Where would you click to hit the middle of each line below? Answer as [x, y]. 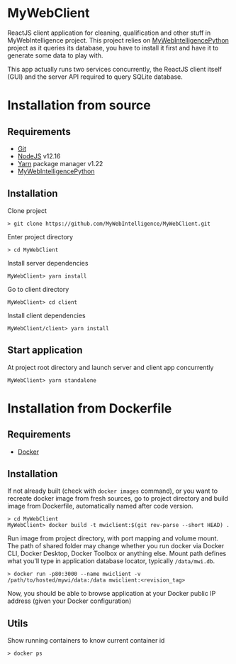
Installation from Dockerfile [90, 408]
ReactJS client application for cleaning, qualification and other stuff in [109, 33]
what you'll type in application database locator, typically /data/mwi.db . [111, 561]
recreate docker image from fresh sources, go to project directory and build [118, 499]
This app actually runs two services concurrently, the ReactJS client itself [114, 69]
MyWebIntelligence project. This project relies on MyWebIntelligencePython [118, 40]
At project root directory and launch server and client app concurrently [111, 367]
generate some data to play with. [55, 55]
